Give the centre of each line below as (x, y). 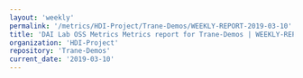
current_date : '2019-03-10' (62, 59)
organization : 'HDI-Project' (64, 43)
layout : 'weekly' (42, 17)
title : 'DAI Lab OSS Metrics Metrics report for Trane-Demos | (131, 34)
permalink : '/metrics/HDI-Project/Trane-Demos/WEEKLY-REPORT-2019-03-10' (151, 26)
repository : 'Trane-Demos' (60, 51)
